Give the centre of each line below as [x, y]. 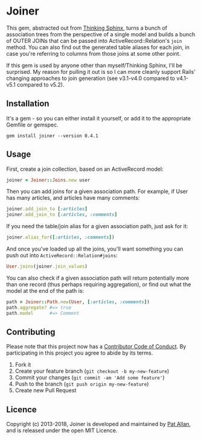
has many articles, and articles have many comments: [73, 198]
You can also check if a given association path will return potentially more [98, 278]
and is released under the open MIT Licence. [62, 430]
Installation [28, 104]
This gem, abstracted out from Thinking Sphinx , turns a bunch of [87, 28]
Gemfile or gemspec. [32, 125]
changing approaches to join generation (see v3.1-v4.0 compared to [91, 78]
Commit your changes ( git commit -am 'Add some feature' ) [90, 378]
